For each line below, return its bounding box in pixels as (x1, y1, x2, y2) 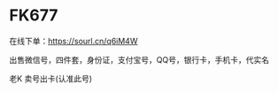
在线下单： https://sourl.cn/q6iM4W (9, 35, 138, 46)
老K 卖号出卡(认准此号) (9, 73, 93, 84)
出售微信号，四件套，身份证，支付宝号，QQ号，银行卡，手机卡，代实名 (9, 54, 270, 65)
